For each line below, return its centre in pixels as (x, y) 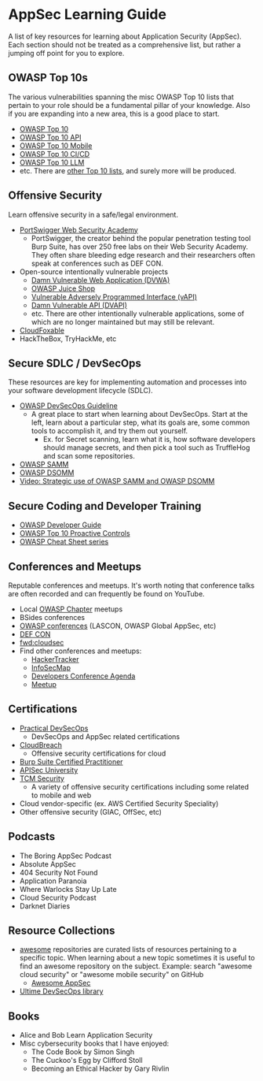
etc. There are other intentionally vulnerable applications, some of (138, 314)
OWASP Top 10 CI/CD (55, 154)
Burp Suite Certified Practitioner (71, 761)
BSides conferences (52, 617)
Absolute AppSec (47, 864)
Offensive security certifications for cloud (99, 753)
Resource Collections (62, 931)
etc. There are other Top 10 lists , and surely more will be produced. (128, 170)
